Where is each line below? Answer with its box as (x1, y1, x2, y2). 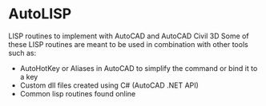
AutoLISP (8, 5, 72, 23)
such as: (8, 48, 37, 57)
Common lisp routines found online (19, 88, 136, 98)
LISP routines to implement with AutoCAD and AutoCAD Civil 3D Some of (8, 31, 250, 41)
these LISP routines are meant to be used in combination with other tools (8, 39, 248, 49)
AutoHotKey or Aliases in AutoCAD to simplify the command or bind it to (19, 63, 258, 73)
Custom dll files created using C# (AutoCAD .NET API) (19, 80, 199, 90)
